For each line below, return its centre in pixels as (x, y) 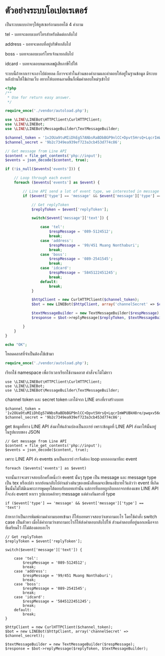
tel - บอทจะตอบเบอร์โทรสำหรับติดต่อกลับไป (41, 34)
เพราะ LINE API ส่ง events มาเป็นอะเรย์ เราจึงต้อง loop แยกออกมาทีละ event (71, 459)
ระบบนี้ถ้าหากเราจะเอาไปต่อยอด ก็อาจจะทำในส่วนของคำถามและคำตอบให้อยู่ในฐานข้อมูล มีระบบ (81, 73)
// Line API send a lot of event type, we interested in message (91, 191)
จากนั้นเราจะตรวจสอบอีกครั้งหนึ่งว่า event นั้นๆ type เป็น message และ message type (81, 477)
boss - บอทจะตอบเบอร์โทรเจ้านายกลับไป (39, 53)
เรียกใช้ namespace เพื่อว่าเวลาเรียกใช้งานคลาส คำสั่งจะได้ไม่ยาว (58, 372)
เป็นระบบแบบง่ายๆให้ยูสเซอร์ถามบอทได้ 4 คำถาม (44, 24)
